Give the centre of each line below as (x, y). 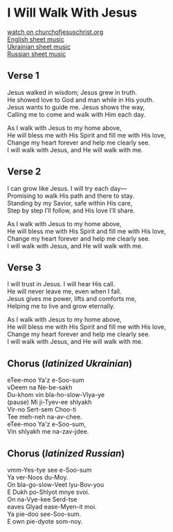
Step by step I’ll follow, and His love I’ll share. (71, 210)
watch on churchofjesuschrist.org (55, 32)
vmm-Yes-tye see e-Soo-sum (49, 470)
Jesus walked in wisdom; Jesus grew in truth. (72, 92)
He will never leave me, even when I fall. (64, 291)
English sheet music (36, 39)
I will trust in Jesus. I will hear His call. (61, 284)
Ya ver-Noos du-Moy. (38, 477)
